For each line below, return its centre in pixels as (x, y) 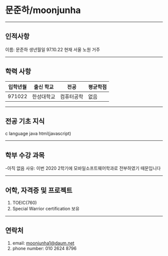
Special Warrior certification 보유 (46, 209)
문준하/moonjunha (43, 10)
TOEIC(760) (24, 203)
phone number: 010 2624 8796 (44, 248)
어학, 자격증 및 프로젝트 (39, 190)
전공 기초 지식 (25, 121)
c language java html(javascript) (38, 134)
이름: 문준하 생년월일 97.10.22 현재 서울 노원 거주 (53, 49)
